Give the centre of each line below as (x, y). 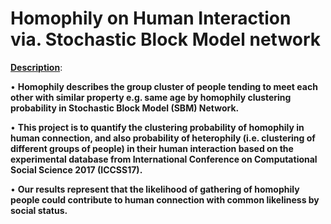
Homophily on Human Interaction (151, 18)
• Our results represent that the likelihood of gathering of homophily (155, 189)
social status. (39, 210)
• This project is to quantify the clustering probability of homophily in (157, 127)
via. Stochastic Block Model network (166, 39)
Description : (36, 67)
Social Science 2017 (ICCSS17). (76, 169)
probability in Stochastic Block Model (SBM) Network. (125, 108)
